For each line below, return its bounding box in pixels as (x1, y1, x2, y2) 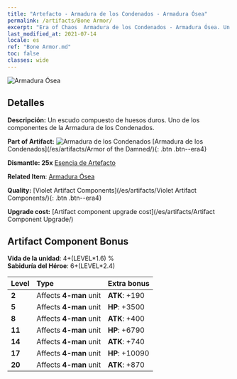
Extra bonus (107, 279, 150, 289)
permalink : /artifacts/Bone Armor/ (7, 17, 113, 24)
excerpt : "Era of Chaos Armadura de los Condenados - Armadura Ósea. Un (7, 23, 231, 31)
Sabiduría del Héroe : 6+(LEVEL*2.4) (7, 262, 116, 270)
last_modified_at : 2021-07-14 (7, 30, 97, 38)
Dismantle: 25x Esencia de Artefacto (7, 158, 116, 167)
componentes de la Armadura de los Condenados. (7, 123, 155, 132)
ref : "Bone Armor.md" (7, 43, 72, 50)
